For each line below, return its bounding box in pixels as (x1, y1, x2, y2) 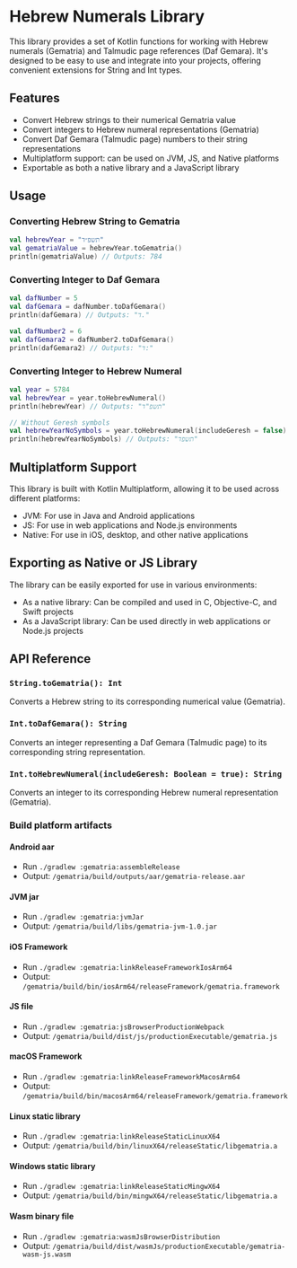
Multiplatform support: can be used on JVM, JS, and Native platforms (22, 153, 280, 163)
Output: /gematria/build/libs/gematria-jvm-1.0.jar (22, 920, 218, 931)
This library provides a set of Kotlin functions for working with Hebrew (9, 36, 269, 47)
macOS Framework (9, 1051, 83, 1061)
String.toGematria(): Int (9, 678, 123, 689)
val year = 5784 (9, 384, 70, 394)
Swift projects (22, 606, 74, 617)
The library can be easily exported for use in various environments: (9, 579, 258, 590)
